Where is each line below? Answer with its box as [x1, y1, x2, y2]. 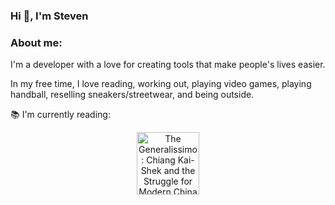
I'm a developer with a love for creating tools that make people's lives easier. [10, 59, 326, 71]
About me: [10, 35, 63, 49]
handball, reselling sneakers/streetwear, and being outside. [10, 89, 255, 101]
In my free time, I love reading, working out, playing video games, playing [10, 78, 312, 90]
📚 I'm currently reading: [10, 109, 111, 121]
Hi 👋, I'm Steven [10, 9, 89, 23]
